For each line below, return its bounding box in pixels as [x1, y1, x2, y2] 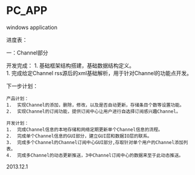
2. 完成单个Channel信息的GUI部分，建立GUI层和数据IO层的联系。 [6, 133, 152, 139]
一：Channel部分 [6, 49, 48, 56]
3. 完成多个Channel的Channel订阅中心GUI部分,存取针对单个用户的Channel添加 [6, 139, 184, 145]
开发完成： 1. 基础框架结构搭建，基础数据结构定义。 [6, 62, 135, 69]
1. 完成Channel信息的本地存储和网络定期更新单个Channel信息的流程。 [6, 127, 163, 133]
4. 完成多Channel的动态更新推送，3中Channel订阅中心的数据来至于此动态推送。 [6, 152, 184, 158]
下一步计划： [6, 82, 38, 90]
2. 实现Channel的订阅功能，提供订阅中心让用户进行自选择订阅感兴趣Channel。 [6, 108, 181, 114]
